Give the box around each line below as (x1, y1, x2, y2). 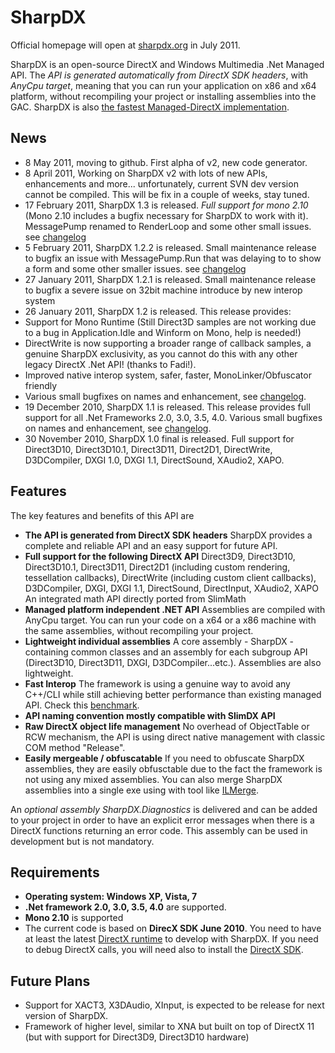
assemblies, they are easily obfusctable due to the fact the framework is (24, 762, 323, 775)
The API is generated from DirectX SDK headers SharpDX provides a (24, 529, 313, 541)
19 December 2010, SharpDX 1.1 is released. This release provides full (24, 401, 311, 413)
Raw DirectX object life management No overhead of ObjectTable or (24, 720, 310, 732)
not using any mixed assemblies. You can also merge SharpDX (24, 773, 283, 785)
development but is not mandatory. (10, 835, 155, 847)
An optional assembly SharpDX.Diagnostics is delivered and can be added (10, 803, 318, 815)
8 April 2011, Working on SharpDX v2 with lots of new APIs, (24, 167, 268, 179)
